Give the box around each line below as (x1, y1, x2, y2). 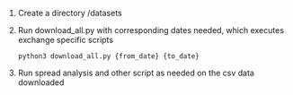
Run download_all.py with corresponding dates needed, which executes (17, 25, 285, 35)
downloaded (17, 77, 65, 88)
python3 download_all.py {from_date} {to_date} (17, 52, 200, 61)
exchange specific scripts (17, 35, 114, 45)
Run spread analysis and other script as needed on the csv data (17, 67, 254, 78)
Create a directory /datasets (17, 8, 123, 18)
